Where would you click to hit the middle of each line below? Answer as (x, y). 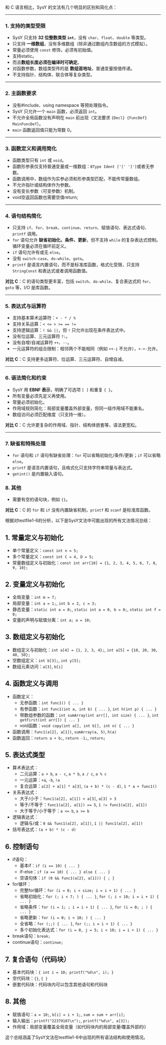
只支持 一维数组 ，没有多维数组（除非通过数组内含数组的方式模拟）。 (81, 44)
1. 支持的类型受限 (25, 26)
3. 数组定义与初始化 (35, 637)
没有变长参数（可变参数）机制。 (45, 191)
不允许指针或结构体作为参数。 (42, 185)
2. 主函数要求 (21, 93)
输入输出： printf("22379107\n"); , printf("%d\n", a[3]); (71, 1020)
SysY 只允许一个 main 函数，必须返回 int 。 (56, 111)
